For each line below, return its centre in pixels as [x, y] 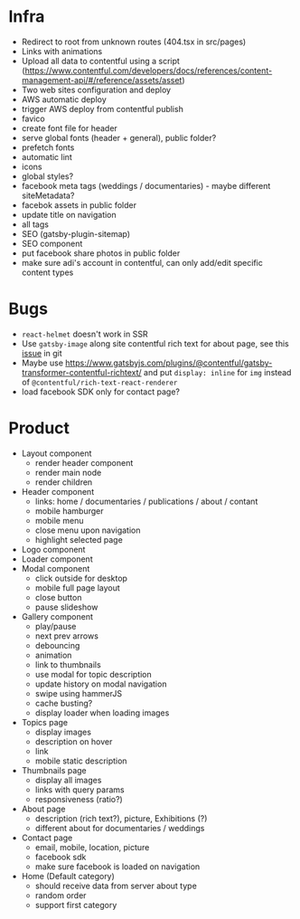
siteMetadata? [48, 195]
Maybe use [42, 363]
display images [63, 732]
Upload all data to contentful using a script [100, 61]
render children [64, 482]
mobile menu [59, 520]
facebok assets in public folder [79, 204]
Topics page [45, 722]
